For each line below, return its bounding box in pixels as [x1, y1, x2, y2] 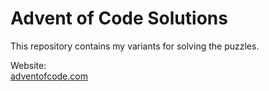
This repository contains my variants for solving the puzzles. [10, 40, 260, 52]
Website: [10, 59, 47, 71]
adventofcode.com [10, 70, 88, 82]
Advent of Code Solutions [10, 7, 228, 30]
